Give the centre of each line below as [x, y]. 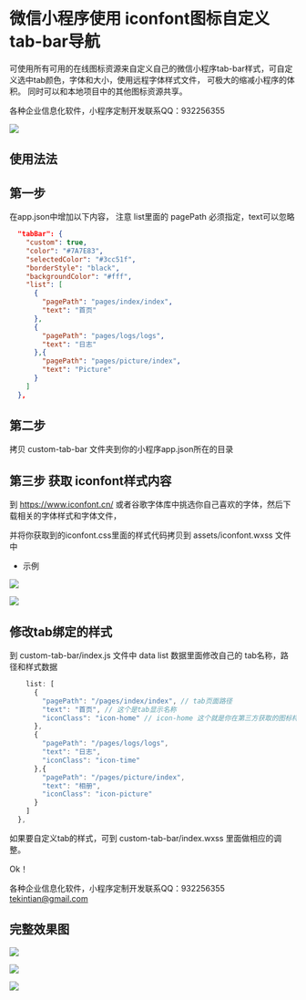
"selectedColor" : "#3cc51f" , [81, 259]
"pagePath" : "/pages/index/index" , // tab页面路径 [138, 701]
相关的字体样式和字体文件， [69, 516]
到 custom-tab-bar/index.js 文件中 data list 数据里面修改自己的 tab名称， [145, 655]
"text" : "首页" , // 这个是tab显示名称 [110, 709]
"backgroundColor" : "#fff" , [79, 276]
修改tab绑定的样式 [61, 631]
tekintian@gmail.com [49, 898]
